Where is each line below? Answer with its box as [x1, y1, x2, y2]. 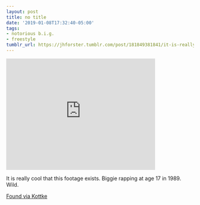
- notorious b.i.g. [6, 31, 55, 37]
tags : [6, 25, 20, 31]
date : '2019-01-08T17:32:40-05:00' [6, 20, 95, 26]
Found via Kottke [6, 193, 48, 200]
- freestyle [6, 36, 36, 42]
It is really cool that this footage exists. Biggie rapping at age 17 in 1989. [6, 175, 182, 182]
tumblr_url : [6, 42, 36, 48]
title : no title [6, 14, 46, 20]
